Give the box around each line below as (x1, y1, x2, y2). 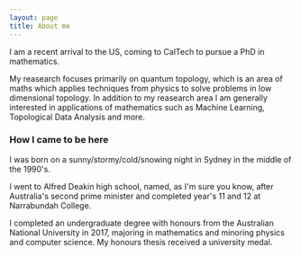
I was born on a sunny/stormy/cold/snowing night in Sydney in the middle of (9, 154, 292, 164)
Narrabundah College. (9, 199, 92, 211)
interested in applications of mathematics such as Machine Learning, (9, 102, 266, 112)
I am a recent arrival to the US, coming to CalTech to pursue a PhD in (9, 46, 265, 57)
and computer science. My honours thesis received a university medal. (9, 236, 273, 247)
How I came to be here (9, 134, 109, 146)
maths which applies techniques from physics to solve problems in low (9, 83, 272, 93)
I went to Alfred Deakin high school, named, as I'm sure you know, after (9, 181, 274, 191)
